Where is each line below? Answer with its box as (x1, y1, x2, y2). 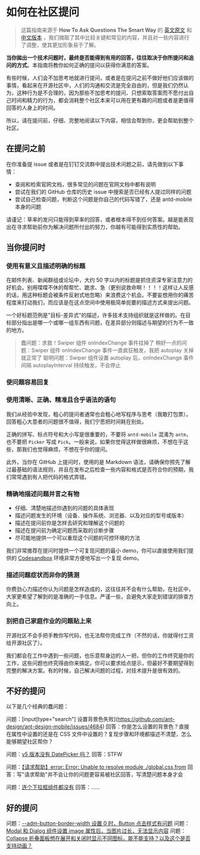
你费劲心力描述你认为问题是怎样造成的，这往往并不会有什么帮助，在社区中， (6, 585, 194, 593)
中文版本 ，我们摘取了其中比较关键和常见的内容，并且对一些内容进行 (20, 33, 189, 41)
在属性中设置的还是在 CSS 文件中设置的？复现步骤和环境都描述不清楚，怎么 (6, 731, 192, 738)
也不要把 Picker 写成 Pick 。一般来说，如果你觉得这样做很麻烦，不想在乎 (6, 438, 183, 445)
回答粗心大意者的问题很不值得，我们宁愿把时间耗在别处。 (6, 418, 147, 425)
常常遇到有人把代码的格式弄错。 (11, 473, 90, 480)
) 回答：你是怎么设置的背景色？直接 (102, 723, 189, 730)
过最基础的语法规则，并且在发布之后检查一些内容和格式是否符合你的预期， (6, 466, 189, 473)
